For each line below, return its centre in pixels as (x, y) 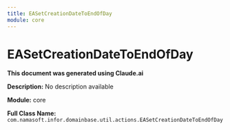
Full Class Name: (32, 113)
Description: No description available (60, 86)
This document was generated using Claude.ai (75, 73)
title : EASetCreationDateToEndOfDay (60, 13)
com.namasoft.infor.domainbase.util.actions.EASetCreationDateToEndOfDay (115, 120)
